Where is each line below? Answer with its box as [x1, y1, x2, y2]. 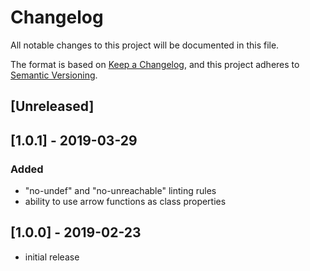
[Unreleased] [10, 98, 95, 115]
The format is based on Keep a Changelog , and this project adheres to [10, 58, 300, 70]
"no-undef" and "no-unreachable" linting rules [24, 185, 217, 197]
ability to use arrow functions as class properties [24, 196, 227, 208]
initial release [24, 251, 80, 263]
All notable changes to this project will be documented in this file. [10, 39, 280, 51]
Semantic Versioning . [10, 69, 98, 81]
